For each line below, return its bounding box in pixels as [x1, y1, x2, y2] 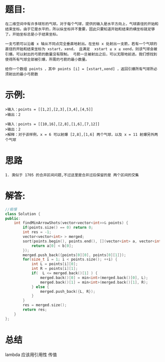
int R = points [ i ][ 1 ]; [31, 266, 78, 271]
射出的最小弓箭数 [8, 72, 38, 77]
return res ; [23, 307, 48, 312]
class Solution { [5, 211, 41, 216]
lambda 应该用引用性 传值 [5, 351, 57, 358]
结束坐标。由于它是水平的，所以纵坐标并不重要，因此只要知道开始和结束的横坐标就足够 [5, 26, 155, 31]
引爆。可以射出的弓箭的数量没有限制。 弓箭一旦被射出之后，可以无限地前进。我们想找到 [5, 52, 157, 56]
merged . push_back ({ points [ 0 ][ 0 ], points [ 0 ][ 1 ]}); [23, 253, 126, 258]
